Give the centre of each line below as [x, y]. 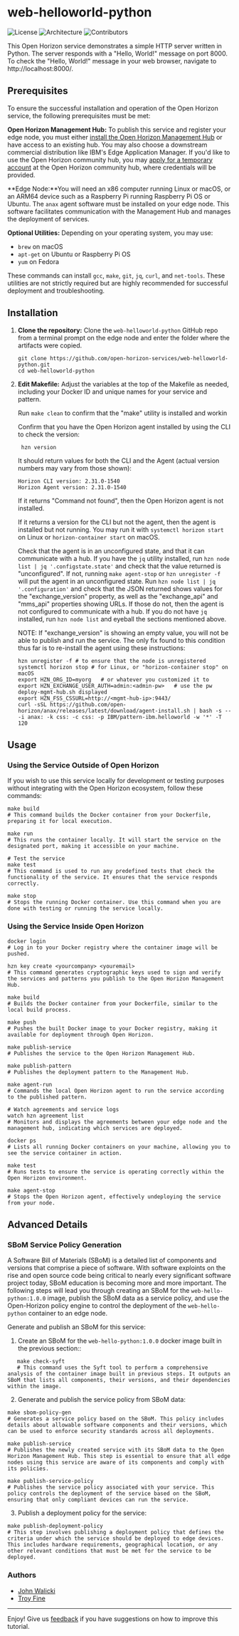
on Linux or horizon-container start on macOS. [89, 537]
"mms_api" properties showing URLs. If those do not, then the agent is [121, 604]
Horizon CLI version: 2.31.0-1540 [69, 481]
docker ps [22, 1141]
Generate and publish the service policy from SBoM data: [102, 1400]
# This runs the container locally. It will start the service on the [114, 840]
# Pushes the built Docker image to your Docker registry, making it [113, 1028]
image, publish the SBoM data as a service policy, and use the [138, 1298]
